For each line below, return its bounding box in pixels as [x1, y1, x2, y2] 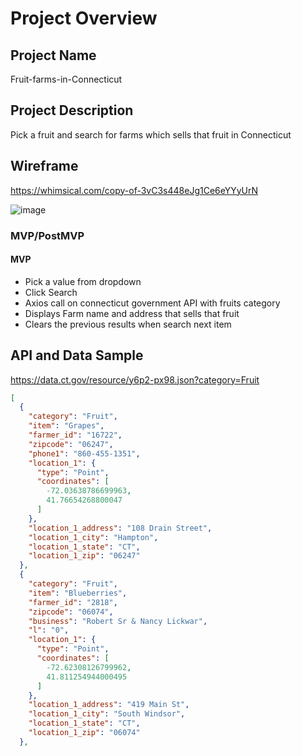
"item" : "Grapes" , [28, 421, 105, 431]
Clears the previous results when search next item [24, 318, 232, 330]
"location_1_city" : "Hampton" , [28, 532, 159, 542]
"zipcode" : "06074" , [28, 607, 114, 617]
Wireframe [10, 158, 79, 175]
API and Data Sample [10, 347, 144, 364]
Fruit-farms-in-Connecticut [10, 73, 123, 85]
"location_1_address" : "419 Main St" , [28, 700, 190, 710]
